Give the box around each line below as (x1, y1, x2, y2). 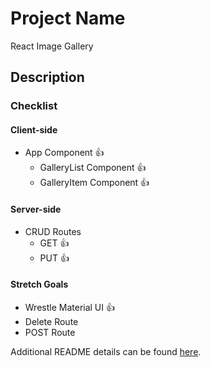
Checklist (10, 99, 58, 113)
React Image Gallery (10, 40, 94, 52)
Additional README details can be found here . (10, 345, 202, 357)
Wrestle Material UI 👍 (24, 301, 115, 313)
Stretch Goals (10, 278, 69, 291)
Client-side (10, 123, 58, 136)
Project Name (10, 7, 126, 30)
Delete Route (24, 315, 79, 327)
